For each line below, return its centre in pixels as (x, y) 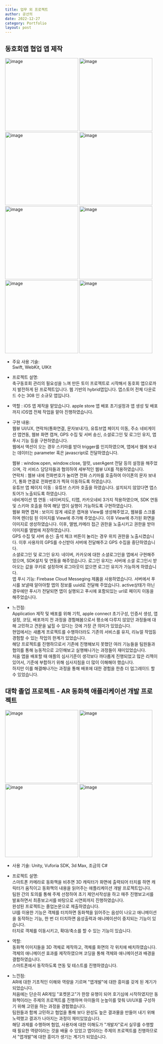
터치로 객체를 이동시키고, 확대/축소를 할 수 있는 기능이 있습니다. (72, 930)
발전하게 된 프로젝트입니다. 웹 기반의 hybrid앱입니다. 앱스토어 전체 (80, 389)
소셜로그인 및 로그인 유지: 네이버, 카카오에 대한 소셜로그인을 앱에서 (75, 554)
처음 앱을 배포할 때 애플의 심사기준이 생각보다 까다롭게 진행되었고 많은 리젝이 (85, 656)
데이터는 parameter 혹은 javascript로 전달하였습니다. (68, 453)
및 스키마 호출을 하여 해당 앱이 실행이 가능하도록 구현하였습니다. (72, 505)
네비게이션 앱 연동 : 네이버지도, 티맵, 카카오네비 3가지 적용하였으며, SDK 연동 (85, 500)
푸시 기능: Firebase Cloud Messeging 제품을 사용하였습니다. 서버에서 (84, 579)
